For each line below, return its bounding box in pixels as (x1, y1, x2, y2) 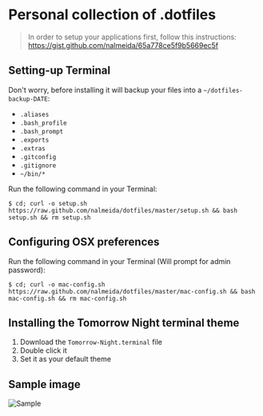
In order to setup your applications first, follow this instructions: (27, 32, 237, 42)
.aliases (19, 110, 50, 118)
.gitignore (19, 162, 57, 170)
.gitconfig (19, 153, 57, 161)
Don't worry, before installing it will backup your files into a (8, 85, 202, 94)
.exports (19, 136, 50, 144)
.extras (19, 144, 46, 153)
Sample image (8, 378, 82, 391)
